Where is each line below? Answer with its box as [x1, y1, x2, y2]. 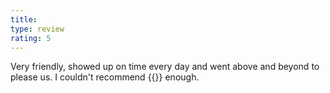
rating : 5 [10, 33, 52, 43]
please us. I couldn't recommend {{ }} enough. [10, 71, 200, 83]
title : [10, 14, 38, 25]
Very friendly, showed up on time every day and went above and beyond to [10, 61, 320, 73]
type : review [10, 24, 65, 34]
